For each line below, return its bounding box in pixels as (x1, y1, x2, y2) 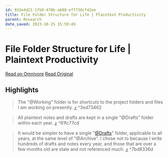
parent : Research (5, 17, 42, 22)
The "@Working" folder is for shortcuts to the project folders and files (17, 99, 163, 105)
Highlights (5, 86, 39, 94)
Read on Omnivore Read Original (5, 71, 73, 77)
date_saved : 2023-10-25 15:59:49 (5, 21, 76, 27)
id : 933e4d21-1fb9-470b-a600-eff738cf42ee (5, 7, 96, 13)
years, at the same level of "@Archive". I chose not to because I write (17, 135, 162, 141)
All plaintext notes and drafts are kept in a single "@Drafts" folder (17, 114, 154, 121)
